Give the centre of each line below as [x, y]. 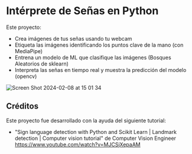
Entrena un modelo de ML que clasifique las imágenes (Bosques [93, 57]
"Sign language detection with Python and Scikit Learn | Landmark [96, 132]
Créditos [22, 107]
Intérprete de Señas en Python [82, 11]
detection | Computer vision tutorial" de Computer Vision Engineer [95, 138]
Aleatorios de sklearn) [42, 64]
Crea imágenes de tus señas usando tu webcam [73, 38]
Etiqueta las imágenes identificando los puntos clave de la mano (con [99, 45]
